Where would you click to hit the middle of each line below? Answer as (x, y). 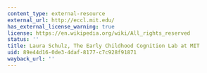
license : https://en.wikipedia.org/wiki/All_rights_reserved (99, 33)
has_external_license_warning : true (61, 26)
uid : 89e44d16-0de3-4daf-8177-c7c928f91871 (72, 53)
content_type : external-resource (56, 14)
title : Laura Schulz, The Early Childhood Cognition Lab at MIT (103, 46)
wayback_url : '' (31, 59)
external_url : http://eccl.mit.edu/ (61, 20)
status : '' (23, 40)
